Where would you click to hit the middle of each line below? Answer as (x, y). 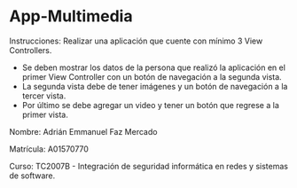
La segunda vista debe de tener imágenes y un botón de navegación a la (155, 86)
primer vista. (45, 114)
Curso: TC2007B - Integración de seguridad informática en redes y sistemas (148, 166)
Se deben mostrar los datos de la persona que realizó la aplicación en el (154, 67)
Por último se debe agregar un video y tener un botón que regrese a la (150, 105)
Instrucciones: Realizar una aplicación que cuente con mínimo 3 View (136, 41)
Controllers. (31, 50)
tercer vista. (44, 96)
